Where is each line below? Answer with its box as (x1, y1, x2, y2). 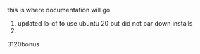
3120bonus (7, 40, 40, 48)
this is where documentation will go (7, 6, 111, 14)
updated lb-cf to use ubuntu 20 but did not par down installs (17, 19, 193, 27)
